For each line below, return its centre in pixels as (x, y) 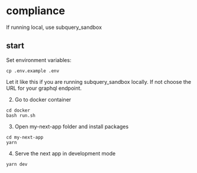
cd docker (18, 110)
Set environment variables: (39, 60)
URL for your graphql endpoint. (44, 88)
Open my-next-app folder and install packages (72, 126)
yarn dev (17, 164)
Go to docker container (43, 99)
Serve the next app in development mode (65, 153)
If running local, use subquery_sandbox (54, 27)
